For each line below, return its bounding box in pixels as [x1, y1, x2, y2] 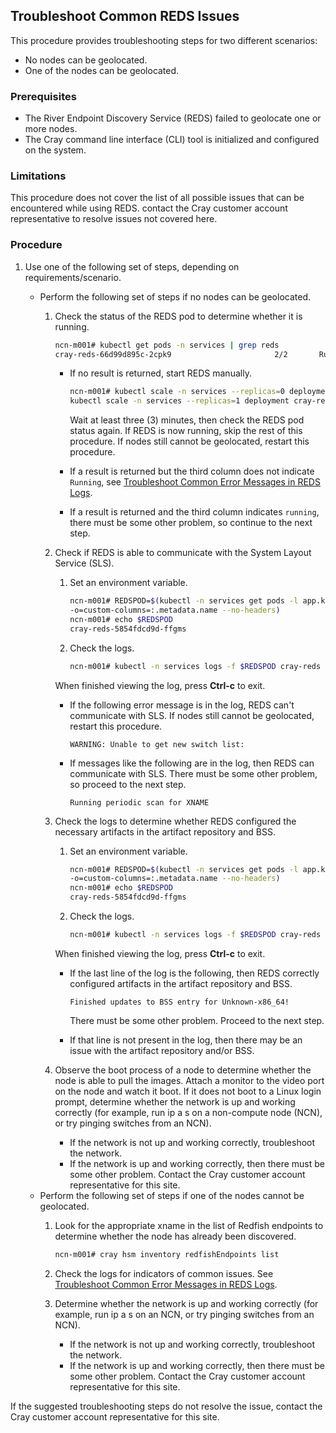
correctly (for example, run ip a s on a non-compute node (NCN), [54, 1106, 323, 1118]
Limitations [10, 169, 67, 183]
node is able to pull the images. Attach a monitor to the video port [54, 1074, 325, 1086]
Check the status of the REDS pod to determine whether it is [54, 310, 303, 322]
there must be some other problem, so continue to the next [69, 517, 313, 529]
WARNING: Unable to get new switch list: [69, 739, 245, 749]
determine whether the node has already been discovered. [54, 1230, 297, 1242]
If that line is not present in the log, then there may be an [69, 1034, 303, 1046]
